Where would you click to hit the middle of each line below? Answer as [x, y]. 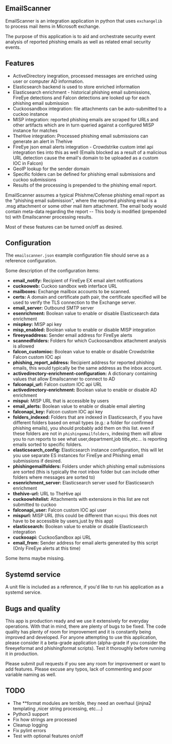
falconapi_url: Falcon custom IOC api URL [58, 385]
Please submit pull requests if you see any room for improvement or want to [85, 664]
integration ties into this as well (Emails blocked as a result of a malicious [90, 152]
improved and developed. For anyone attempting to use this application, [81, 638]
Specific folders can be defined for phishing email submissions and [84, 174]
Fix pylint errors [29, 730]
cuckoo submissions [34, 179]
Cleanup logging [30, 725]
